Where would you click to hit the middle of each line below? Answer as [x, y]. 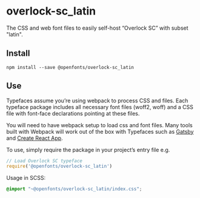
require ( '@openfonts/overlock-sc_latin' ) [59, 167]
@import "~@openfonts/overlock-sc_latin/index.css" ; [74, 189]
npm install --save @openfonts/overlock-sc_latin [70, 67]
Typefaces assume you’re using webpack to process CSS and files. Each [97, 101]
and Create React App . [35, 138]
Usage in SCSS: [26, 178]
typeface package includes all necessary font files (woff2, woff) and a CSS [100, 107]
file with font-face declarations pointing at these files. [73, 113]
